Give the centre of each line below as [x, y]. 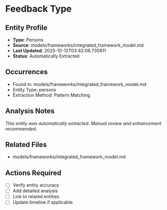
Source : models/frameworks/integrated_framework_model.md [78, 45]
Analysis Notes [30, 111]
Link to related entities [36, 197]
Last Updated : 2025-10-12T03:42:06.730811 [59, 51]
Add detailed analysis [35, 191]
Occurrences [26, 72]
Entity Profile [26, 28]
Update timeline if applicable [43, 202]
